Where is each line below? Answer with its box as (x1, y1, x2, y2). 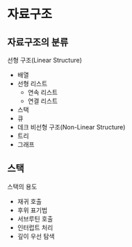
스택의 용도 (7, 182, 38, 191)
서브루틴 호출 (17, 214, 53, 223)
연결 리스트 (27, 97, 58, 105)
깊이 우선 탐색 (17, 232, 55, 240)
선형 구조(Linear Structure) (7, 56, 82, 64)
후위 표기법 (17, 206, 48, 214)
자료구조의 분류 (7, 36, 69, 48)
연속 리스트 (27, 88, 58, 96)
